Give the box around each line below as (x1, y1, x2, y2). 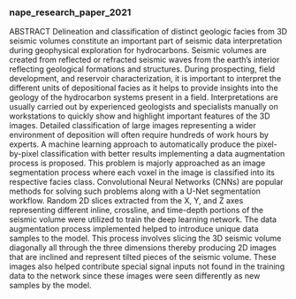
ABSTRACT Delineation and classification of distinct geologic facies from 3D (9, 27, 288, 37)
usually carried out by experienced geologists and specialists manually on (9, 102, 278, 112)
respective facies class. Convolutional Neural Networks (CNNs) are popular (9, 177, 285, 188)
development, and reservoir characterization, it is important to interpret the (9, 73, 282, 84)
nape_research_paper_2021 (9, 6, 132, 19)
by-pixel (9, 149, 39, 159)
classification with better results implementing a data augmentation (40, 149, 285, 159)
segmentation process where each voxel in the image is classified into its (9, 167, 276, 178)
